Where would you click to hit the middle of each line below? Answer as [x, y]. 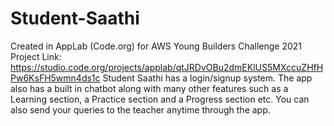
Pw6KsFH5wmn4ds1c [55, 78]
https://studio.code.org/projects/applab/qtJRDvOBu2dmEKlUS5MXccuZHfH [167, 67]
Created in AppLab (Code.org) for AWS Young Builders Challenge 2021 [156, 46]
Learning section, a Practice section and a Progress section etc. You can [160, 99]
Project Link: [36, 56]
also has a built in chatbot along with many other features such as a [149, 88]
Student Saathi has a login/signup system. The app [207, 78]
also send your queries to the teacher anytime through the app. [140, 109]
